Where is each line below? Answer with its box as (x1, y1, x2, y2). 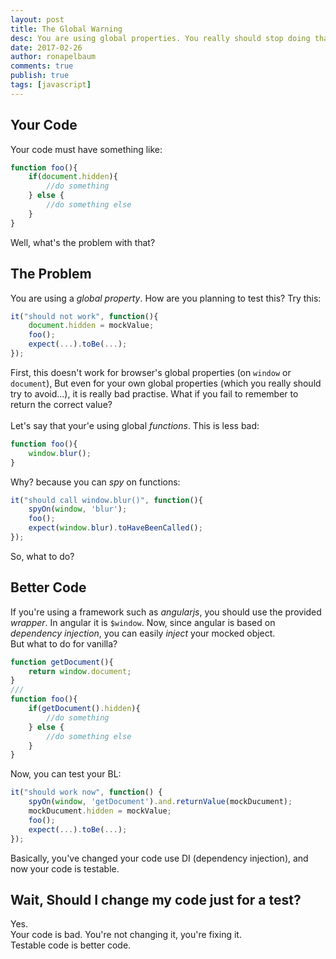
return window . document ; (28, 666, 132, 676)
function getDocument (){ (10, 657, 114, 667)
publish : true (10, 71, 70, 81)
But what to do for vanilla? (10, 637, 118, 650)
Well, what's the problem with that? (10, 236, 156, 248)
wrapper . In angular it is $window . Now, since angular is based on (10, 616, 276, 628)
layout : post (10, 14, 65, 25)
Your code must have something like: (10, 143, 163, 155)
